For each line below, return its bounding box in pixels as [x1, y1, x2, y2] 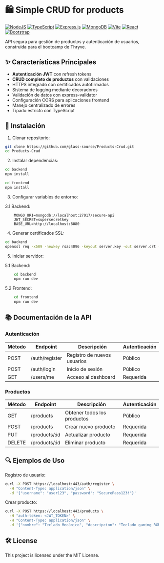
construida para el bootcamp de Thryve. [5, 44, 86, 49]
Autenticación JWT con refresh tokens [12, 71, 92, 77]
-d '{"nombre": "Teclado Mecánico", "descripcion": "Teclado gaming [9, 523, 152, 528]
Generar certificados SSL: [12, 230, 64, 236]
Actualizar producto [65, 431, 111, 438]
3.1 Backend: [5, 203, 31, 209]
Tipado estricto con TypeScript [12, 107, 75, 113]
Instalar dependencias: [12, 158, 59, 164]
